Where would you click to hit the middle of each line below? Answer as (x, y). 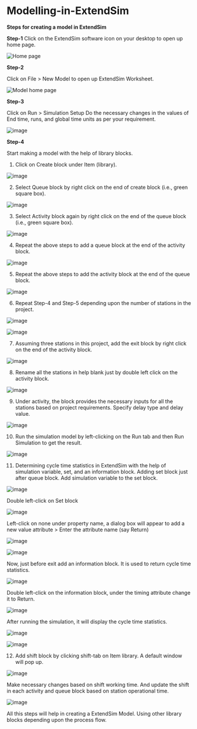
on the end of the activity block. (54, 350)
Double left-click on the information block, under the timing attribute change (99, 592)
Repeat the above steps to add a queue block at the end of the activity (100, 245)
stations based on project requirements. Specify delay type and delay (99, 407)
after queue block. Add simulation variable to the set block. (86, 478)
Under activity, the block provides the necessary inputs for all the (94, 401)
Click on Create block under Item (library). (66, 164)
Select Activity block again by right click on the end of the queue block (101, 216)
